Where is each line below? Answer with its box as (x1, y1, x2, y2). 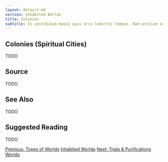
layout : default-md (5, 7, 46, 12)
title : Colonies (5, 16, 39, 21)
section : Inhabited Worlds (5, 12, 61, 17)
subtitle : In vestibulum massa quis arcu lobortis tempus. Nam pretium (5, 21, 157, 26)
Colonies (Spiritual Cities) (5, 39, 87, 48)
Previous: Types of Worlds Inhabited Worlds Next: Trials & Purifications (5, 146, 151, 152)
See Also (5, 95, 33, 104)
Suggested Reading (5, 123, 68, 131)
